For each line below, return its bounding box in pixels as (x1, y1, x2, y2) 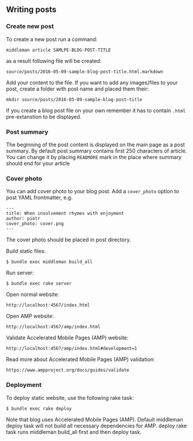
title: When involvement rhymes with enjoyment (6, 211, 125, 217)
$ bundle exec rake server (6, 281, 72, 287)
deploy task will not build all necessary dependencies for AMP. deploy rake (6, 422, 187, 429)
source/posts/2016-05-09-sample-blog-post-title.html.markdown (6, 69, 164, 75)
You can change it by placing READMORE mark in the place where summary (6, 153, 182, 160)
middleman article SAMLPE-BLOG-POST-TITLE (6, 47, 111, 53)
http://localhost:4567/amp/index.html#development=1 (6, 346, 137, 352)
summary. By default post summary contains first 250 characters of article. (6, 147, 187, 154)
